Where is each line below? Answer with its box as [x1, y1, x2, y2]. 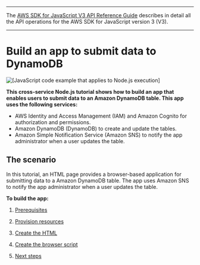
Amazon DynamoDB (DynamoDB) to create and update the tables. [14, 125, 177, 132]
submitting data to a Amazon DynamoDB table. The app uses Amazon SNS [6, 176, 189, 184]
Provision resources [14, 217, 64, 225]
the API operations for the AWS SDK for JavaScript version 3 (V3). [6, 18, 168, 25]
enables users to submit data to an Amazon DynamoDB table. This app [6, 94, 184, 102]
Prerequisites [14, 206, 48, 213]
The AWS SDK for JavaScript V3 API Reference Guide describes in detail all [6, 12, 191, 18]
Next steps [14, 252, 42, 259]
